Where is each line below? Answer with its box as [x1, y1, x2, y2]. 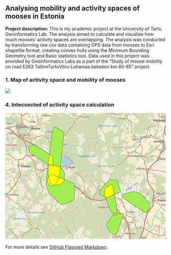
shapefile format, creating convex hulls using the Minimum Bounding [5, 47, 149, 53]
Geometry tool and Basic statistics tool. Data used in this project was [5, 53, 150, 59]
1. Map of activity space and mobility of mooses [5, 76, 126, 83]
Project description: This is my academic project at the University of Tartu [5, 25, 162, 32]
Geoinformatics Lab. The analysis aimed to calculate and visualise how [5, 31, 154, 37]
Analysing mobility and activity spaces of [5, 4, 140, 13]
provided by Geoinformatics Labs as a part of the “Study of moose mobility [5, 58, 163, 64]
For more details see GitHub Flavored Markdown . [5, 244, 108, 250]
